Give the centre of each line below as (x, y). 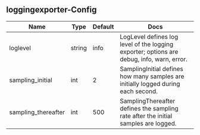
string (79, 48)
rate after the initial (146, 116)
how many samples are (152, 76)
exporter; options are (149, 51)
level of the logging (147, 44)
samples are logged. (148, 123)
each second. (139, 91)
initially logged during (150, 84)
